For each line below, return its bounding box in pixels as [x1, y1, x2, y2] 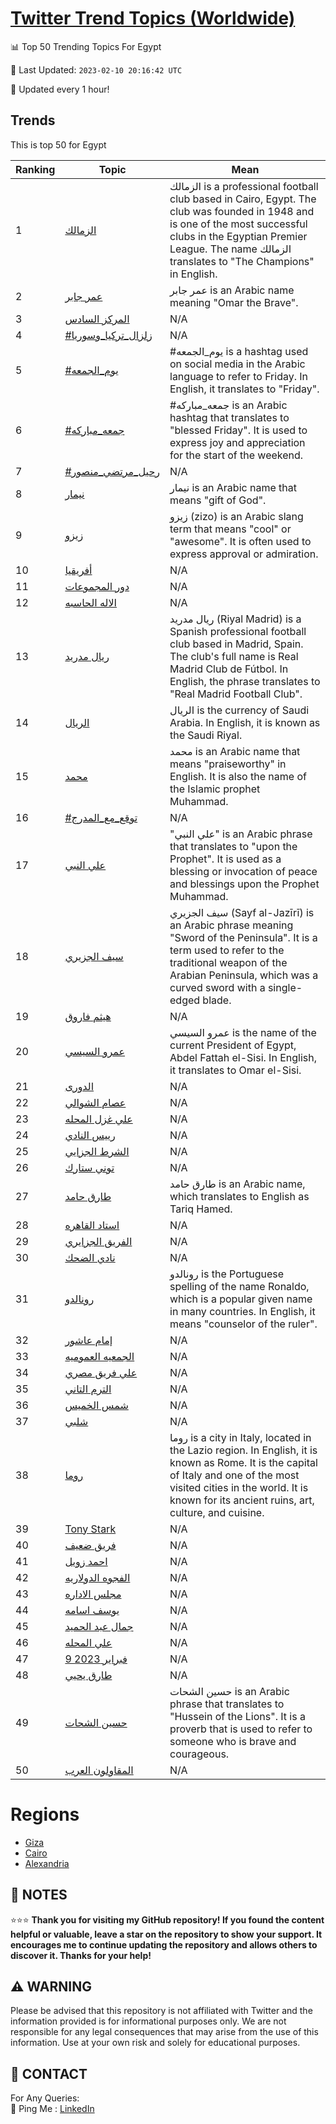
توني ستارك [64, 1160, 115, 1174]
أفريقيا [64, 563, 93, 577]
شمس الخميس [64, 1398, 129, 1412]
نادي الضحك [64, 1250, 116, 1264]
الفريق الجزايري [64, 1234, 133, 1248]
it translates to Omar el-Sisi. [169, 1063, 302, 1077]
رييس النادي [64, 1128, 116, 1142]
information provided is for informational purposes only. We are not [10, 2015, 287, 2027]
